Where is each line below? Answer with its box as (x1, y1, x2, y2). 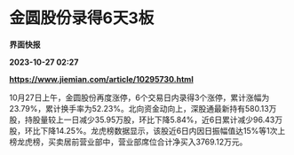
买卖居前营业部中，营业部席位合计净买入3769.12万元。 (47, 136, 248, 147)
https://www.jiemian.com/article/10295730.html (9, 74, 194, 84)
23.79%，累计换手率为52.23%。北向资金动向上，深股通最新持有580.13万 (9, 103, 277, 113)
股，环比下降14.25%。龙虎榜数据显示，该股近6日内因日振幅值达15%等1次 (9, 125, 278, 136)
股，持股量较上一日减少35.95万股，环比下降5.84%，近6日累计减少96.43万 (9, 114, 282, 125)
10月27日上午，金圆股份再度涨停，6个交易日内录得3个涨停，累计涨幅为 (9, 92, 270, 103)
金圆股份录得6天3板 (9, 8, 155, 28)
